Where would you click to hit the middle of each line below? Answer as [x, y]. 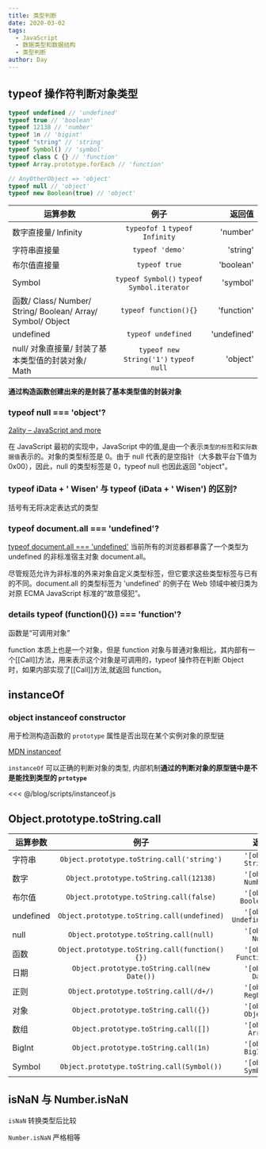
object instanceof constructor [67, 717]
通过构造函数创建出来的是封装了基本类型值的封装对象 [95, 392]
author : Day [28, 60]
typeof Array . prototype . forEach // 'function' [86, 164]
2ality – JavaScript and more [55, 430]
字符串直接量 [36, 251]
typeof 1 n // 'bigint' [46, 135]
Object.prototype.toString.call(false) [141, 897]
